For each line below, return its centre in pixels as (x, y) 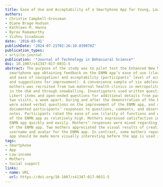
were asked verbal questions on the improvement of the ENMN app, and (82, 105)
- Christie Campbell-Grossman (36, 19)
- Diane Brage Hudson (27, 23)
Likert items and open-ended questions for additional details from (80, 95)
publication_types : (25, 50)
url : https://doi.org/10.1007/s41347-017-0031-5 (59, 177)
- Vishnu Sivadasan (25, 37)
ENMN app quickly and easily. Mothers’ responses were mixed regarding (83, 123)
